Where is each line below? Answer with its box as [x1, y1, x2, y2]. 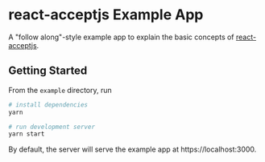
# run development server [8, 123, 95, 131]
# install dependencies [8, 100, 89, 109]
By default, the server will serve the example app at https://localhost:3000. [8, 144, 257, 154]
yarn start [8, 130, 45, 138]
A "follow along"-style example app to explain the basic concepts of [8, 32, 235, 42]
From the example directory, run [8, 85, 113, 95]
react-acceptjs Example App [8, 6, 204, 24]
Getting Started [8, 64, 88, 78]
